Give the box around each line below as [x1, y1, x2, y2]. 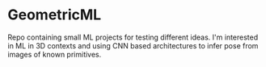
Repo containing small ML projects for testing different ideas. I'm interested [7, 32, 259, 42]
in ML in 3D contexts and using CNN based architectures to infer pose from [7, 40, 259, 50]
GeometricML [7, 6, 102, 24]
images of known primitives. [7, 49, 102, 59]
